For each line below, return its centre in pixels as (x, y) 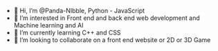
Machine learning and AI (48, 25)
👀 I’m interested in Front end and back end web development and (107, 18)
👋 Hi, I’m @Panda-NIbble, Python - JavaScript (79, 11)
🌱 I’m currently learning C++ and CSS (67, 32)
